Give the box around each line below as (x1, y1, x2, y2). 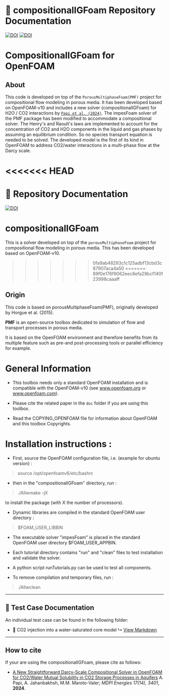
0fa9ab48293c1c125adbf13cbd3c (93, 260, 162, 266)
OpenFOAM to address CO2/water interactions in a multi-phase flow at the (5, 142, 160, 148)
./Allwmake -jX (17, 489, 48, 495)
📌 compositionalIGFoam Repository (5, 5, 156, 16)
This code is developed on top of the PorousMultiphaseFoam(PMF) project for (5, 93, 162, 100)
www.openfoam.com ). (12, 390, 59, 396)
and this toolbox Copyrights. (12, 420, 71, 426)
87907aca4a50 (93, 265, 124, 271)
